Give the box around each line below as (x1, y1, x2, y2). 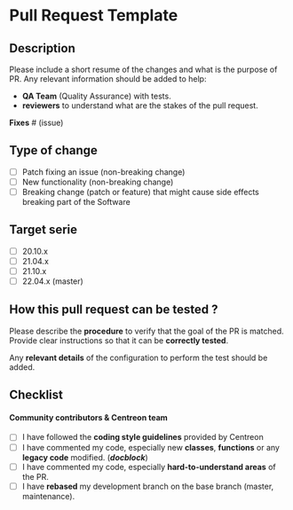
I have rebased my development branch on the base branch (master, (21, 481, 274, 491)
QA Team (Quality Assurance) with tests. (21, 90, 171, 101)
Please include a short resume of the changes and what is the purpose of (9, 64, 278, 75)
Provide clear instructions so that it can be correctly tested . (9, 334, 229, 346)
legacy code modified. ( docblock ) (21, 451, 148, 462)
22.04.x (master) (21, 276, 84, 286)
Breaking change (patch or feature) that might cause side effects (21, 186, 259, 197)
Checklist (9, 388, 64, 403)
